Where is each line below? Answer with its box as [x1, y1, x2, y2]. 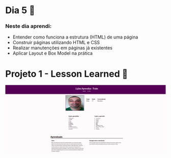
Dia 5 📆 [5, 5, 36, 16]
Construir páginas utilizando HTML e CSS [12, 39, 100, 46]
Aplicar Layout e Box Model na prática [12, 50, 93, 56]
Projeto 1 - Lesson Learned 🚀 [5, 68, 128, 80]
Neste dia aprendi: [5, 23, 52, 30]
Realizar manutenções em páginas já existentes [12, 45, 113, 51]
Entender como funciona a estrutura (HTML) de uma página [12, 34, 138, 40]
